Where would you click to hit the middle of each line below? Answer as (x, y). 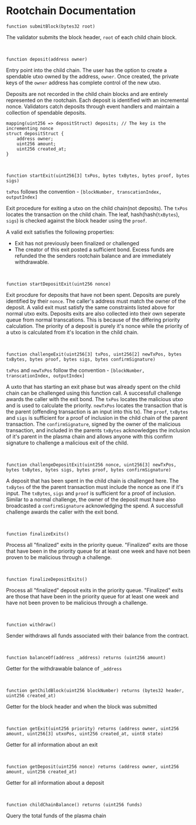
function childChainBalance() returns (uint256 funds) (74, 805)
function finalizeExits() (37, 534)
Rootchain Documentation (71, 11)
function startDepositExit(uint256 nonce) (59, 284)
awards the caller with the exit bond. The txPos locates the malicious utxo (94, 399)
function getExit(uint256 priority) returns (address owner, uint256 (93, 728)
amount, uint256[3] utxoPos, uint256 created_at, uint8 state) (85, 734)
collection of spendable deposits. (46, 112)
